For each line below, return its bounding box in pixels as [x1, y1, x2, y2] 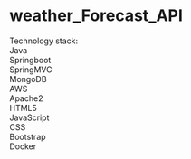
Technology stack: [9, 35, 79, 46]
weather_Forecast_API [9, 5, 184, 26]
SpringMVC [9, 64, 53, 75]
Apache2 [9, 92, 43, 104]
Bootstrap [9, 131, 47, 142]
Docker [9, 141, 37, 152]
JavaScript [9, 112, 50, 123]
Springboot [9, 54, 52, 65]
